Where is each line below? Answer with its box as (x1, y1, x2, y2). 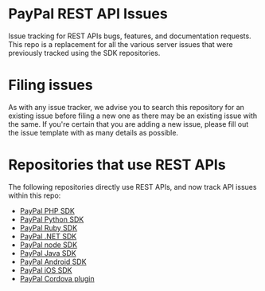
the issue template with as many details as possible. (8, 128, 179, 137)
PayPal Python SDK (19, 214, 84, 224)
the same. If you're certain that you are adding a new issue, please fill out (8, 119, 249, 128)
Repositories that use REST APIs (8, 156, 226, 174)
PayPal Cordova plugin (19, 273, 95, 283)
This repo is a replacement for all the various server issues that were (8, 39, 233, 49)
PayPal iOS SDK (19, 265, 72, 275)
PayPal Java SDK (19, 248, 77, 258)
